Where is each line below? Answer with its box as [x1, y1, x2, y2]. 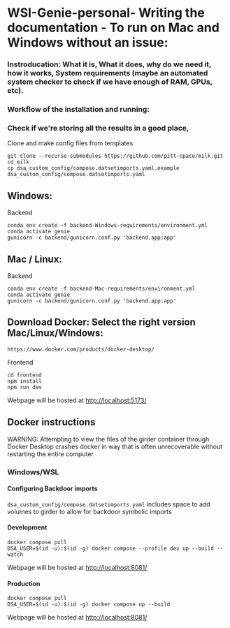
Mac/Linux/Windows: [7, 327, 103, 339]
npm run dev [7, 384, 42, 390]
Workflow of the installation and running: [7, 105, 150, 115]
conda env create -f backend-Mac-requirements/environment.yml [7, 285, 196, 292]
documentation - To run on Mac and [7, 20, 220, 36]
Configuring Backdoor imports [7, 484, 98, 493]
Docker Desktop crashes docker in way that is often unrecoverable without [7, 442, 223, 451]
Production [7, 579, 41, 587]
